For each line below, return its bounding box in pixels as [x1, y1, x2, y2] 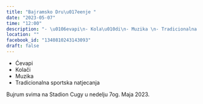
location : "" [6, 32, 40, 38]
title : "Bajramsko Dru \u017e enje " [6, 9, 97, 15]
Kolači [15, 66, 31, 73]
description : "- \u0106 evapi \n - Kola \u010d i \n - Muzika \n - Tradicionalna [6, 26, 198, 32]
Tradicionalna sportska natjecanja [15, 78, 100, 86]
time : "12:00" [6, 20, 43, 26]
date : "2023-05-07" [6, 15, 56, 21]
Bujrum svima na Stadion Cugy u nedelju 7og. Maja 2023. [6, 91, 150, 98]
